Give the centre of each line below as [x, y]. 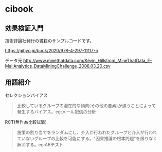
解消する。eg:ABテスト [40, 144]
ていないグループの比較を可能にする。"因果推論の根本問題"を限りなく [87, 138]
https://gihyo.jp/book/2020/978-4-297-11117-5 [52, 50]
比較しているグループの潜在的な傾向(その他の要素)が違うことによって [86, 105]
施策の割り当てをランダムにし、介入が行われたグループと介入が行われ [87, 132]
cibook [19, 9]
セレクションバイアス [26, 95]
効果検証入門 [24, 28]
